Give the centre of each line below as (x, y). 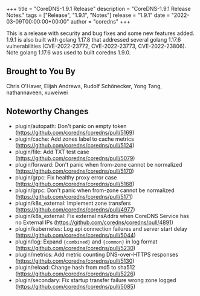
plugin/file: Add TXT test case (52, 152)
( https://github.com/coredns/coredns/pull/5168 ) (75, 184)
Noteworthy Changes (47, 111)
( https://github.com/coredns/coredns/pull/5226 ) (75, 274)
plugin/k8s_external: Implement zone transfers (73, 203)
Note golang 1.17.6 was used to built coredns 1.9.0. (69, 53)
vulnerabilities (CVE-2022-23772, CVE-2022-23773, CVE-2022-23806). (96, 46)
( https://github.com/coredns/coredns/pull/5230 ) (75, 248)
